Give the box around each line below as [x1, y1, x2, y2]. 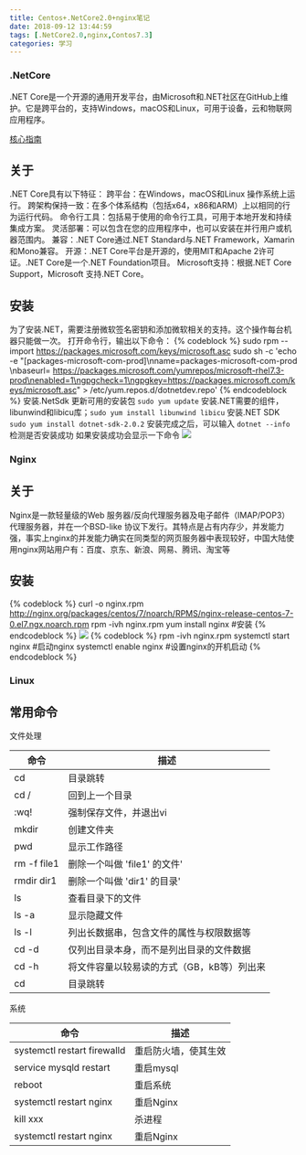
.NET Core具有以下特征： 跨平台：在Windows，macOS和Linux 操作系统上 [9, 188, 288, 199]
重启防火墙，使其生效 [133, 1044, 227, 1057]
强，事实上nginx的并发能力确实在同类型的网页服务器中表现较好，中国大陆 [9, 532, 287, 543]
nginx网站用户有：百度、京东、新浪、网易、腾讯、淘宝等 [16, 543, 231, 554]
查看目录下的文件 [68, 893, 142, 905]
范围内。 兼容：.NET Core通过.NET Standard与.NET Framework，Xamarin [16, 234, 295, 245]
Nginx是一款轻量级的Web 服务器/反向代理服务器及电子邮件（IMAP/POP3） [9, 509, 290, 520]
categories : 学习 [9, 38, 73, 48]
